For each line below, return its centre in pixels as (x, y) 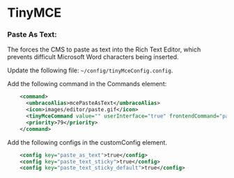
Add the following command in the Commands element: (87, 84)
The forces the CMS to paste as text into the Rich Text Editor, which (104, 49)
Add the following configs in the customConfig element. (87, 142)
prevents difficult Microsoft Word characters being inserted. (93, 57)
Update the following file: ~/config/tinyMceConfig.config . (90, 70)
